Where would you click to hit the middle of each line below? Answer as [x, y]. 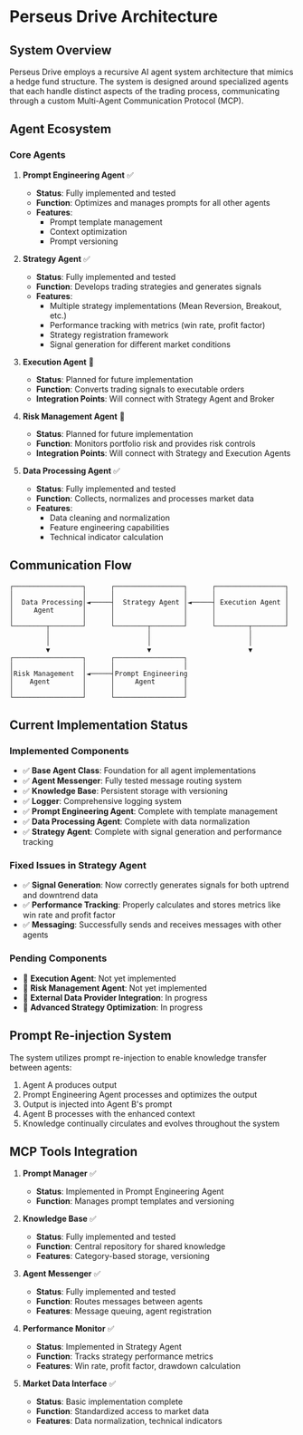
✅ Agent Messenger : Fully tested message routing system [132, 781]
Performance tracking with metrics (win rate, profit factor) [157, 325]
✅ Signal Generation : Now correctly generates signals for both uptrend [156, 885]
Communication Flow [71, 565]
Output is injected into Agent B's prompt [97, 1104]
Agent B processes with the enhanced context [109, 1113]
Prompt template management [106, 222]
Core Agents [38, 155]
